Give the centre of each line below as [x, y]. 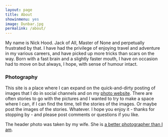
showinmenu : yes [22, 19]
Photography [22, 77]
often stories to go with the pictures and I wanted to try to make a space [80, 99]
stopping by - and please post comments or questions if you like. [72, 115]
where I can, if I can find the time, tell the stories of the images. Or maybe [81, 104]
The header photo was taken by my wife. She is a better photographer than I [84, 124]
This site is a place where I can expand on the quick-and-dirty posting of [80, 88]
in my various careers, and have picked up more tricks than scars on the [80, 54]
